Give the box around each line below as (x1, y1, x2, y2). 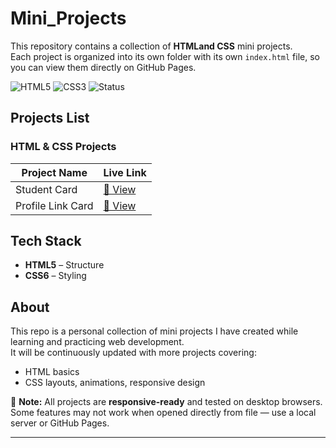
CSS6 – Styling (24, 270, 87, 282)
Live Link (103, 165, 147, 179)
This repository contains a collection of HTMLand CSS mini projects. (10, 40, 293, 52)
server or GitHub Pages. (10, 417, 110, 429)
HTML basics (24, 366, 80, 378)
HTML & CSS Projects (10, 140, 117, 154)
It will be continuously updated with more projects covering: (10, 347, 257, 359)
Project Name (21, 165, 88, 179)
